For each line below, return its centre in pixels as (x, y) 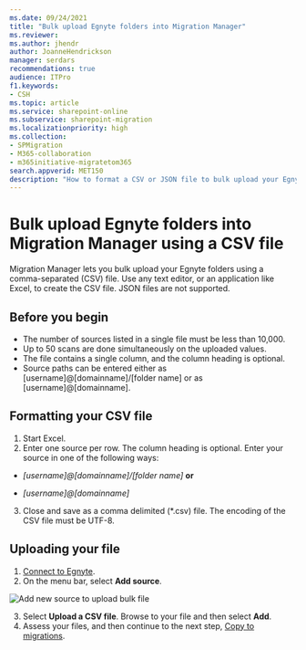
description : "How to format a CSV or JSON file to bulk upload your (144, 179)
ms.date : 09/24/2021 (49, 18)
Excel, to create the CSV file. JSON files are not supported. (120, 288)
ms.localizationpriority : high (69, 129)
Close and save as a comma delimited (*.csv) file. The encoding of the (154, 510)
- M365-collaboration (51, 153)
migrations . (44, 635)
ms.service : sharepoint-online (69, 111)
